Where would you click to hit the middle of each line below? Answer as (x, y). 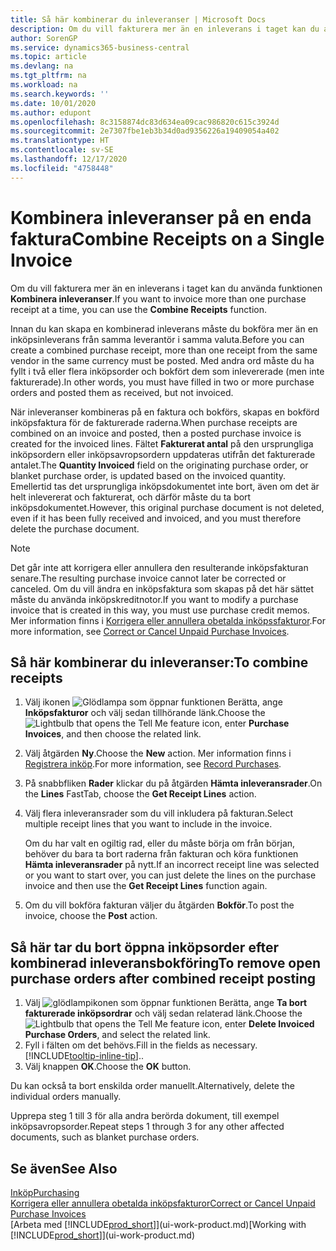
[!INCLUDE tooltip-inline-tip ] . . (84, 1056)
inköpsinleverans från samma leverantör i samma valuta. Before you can (157, 339)
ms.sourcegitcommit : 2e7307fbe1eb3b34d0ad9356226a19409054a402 (145, 131)
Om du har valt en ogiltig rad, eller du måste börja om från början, (160, 843)
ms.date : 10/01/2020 (53, 103)
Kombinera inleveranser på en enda (161, 217)
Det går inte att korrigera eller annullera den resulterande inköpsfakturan (159, 567)
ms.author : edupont (51, 112)
